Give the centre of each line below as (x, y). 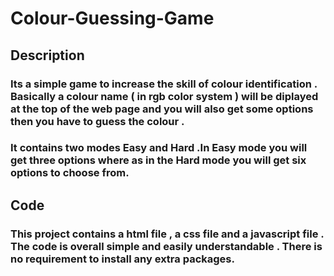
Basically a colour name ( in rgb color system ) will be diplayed (164, 96)
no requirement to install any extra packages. (122, 259)
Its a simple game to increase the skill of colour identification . (164, 84)
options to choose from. (70, 173)
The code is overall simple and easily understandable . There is (166, 246)
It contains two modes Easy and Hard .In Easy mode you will (159, 148)
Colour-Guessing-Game (112, 18)
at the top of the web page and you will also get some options (162, 109)
